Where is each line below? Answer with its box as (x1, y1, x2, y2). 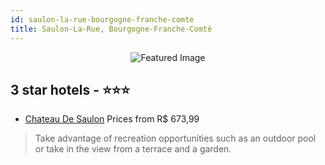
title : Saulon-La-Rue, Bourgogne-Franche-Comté (10, 24, 213, 34)
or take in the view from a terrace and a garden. (34, 143, 232, 155)
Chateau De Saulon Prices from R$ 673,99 (24, 113, 200, 125)
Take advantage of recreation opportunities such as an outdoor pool (34, 132, 317, 145)
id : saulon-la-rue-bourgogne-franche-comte (10, 14, 195, 25)
